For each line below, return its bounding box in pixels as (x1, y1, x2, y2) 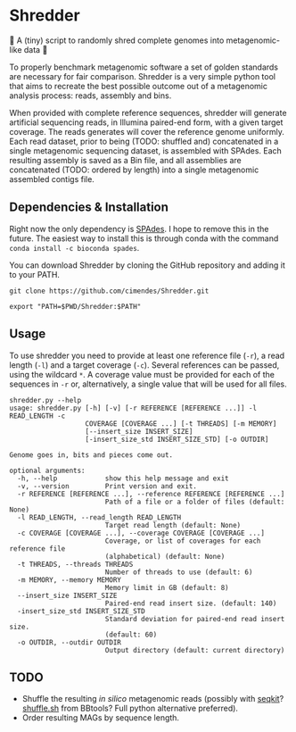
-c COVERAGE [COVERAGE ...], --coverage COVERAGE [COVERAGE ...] (17, 528, 266, 537)
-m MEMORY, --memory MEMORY (17, 575, 122, 585)
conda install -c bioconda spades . (9, 242, 140, 253)
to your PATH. (9, 269, 61, 279)
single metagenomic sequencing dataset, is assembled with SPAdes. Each (9, 145, 283, 156)
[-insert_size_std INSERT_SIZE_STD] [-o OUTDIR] (85, 435, 269, 444)
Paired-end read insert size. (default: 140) (104, 599, 277, 608)
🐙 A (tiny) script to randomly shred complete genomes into (9, 35, 225, 46)
